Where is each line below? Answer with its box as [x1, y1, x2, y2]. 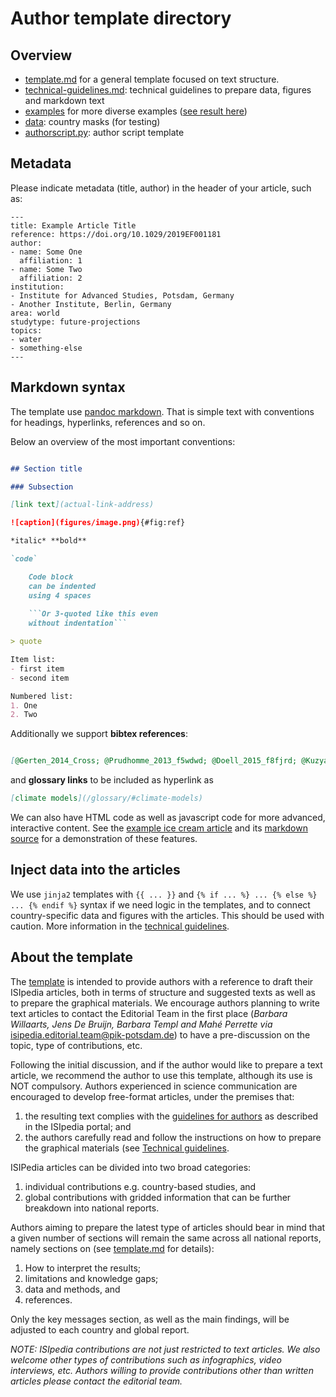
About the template [10, 949, 134, 966]
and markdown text [24, 95, 105, 106]
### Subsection [10, 482, 74, 492]
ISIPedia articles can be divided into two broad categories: [10, 1161, 252, 1173]
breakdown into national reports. [24, 1202, 160, 1214]
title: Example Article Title [10, 220, 137, 231]
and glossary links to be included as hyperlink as [10, 774, 214, 786]
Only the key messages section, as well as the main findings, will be [10, 1313, 290, 1325]
